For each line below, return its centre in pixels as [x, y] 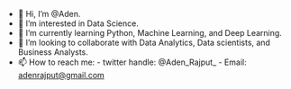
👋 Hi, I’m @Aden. [49, 14]
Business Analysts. [53, 52]
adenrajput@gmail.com [61, 75]
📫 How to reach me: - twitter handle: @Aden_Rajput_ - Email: [132, 62]
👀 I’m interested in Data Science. [78, 23]
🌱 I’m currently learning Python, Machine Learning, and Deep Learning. [150, 33]
